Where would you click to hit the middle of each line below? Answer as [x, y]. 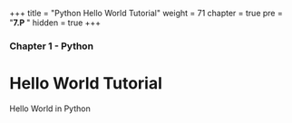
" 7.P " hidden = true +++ [55, 23]
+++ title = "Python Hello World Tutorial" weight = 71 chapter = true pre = [146, 13]
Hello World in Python [50, 109]
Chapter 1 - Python [51, 46]
